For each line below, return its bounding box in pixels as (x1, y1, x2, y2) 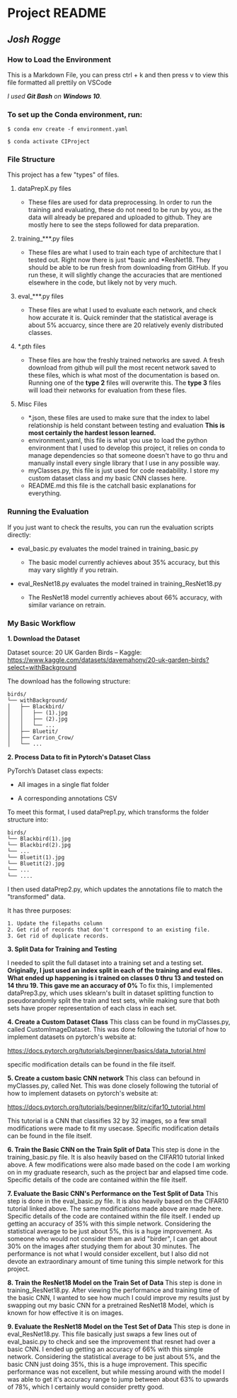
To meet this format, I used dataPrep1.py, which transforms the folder (7, 808, 209, 817)
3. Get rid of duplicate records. (7, 932, 110, 940)
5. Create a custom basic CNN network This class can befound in (7, 1074, 200, 1083)
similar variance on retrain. (28, 600, 106, 609)
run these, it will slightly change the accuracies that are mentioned (28, 271, 222, 280)
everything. (28, 489, 62, 497)
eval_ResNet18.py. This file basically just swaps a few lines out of (7, 1330, 197, 1338)
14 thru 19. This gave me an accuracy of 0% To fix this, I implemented (7, 981, 213, 990)
